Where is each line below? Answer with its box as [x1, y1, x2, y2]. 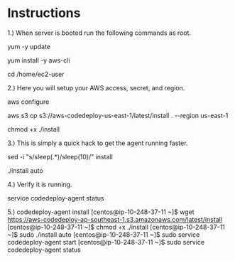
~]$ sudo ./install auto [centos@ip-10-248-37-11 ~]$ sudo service [7, 230, 200, 239]
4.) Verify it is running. [7, 180, 72, 188]
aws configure [7, 97, 50, 106]
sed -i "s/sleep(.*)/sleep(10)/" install [7, 152, 114, 161]
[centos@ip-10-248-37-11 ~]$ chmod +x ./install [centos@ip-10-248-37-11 [7, 223, 226, 231]
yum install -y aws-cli [7, 55, 70, 65]
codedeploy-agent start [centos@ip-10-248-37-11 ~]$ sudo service [7, 238, 204, 246]
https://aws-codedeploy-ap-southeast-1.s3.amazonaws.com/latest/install [7, 215, 222, 223]
